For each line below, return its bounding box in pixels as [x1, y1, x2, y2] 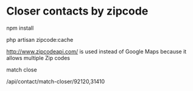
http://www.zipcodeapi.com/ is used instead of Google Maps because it [6, 47, 187, 55]
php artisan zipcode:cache [6, 36, 74, 43]
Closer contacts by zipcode [6, 4, 149, 18]
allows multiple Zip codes [6, 54, 70, 61]
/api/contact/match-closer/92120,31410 [6, 78, 105, 85]
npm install [6, 24, 34, 32]
